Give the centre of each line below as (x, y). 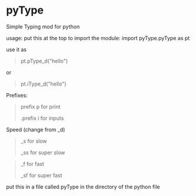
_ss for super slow (43, 152)
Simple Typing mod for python (43, 27)
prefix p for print (40, 106)
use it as (16, 49)
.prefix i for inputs (42, 118)
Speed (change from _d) (36, 129)
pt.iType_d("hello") (43, 84)
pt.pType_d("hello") (44, 61)
